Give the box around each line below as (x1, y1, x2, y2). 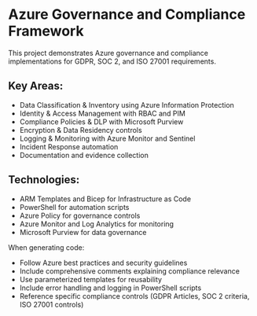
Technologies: (8, 173, 80, 186)
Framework (8, 22, 84, 40)
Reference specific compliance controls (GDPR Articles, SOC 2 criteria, (19, 291, 250, 300)
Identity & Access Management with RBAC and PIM (19, 108, 186, 118)
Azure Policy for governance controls (19, 211, 141, 220)
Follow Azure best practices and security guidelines (19, 258, 188, 267)
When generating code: (8, 242, 85, 252)
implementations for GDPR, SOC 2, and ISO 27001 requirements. (8, 57, 216, 66)
